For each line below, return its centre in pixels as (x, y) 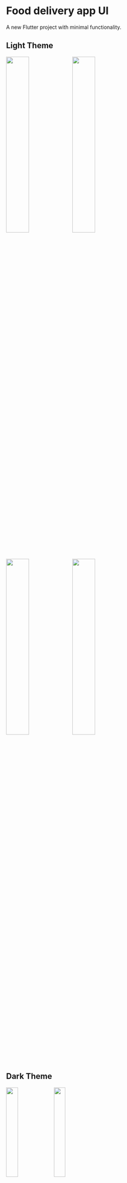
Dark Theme (29, 1076)
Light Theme (30, 46)
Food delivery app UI (57, 11)
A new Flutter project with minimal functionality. (64, 27)
